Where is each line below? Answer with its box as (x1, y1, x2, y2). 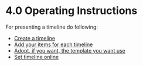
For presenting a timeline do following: (5, 23, 98, 30)
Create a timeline (13, 34, 56, 41)
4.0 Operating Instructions (5, 4, 138, 18)
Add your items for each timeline (13, 41, 93, 48)
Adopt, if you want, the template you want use (13, 47, 125, 54)
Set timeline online (13, 53, 59, 60)
